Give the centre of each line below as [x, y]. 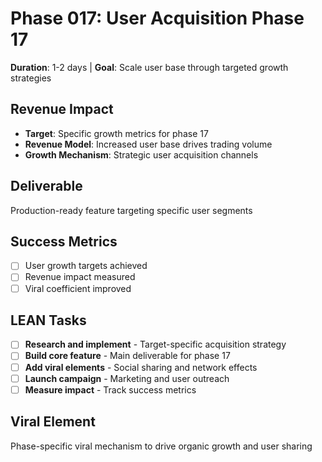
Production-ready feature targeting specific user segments [131, 210]
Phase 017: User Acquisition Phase [157, 18]
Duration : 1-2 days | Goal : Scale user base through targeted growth [149, 67]
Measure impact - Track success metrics [110, 389]
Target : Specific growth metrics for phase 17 [116, 133]
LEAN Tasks [48, 320]
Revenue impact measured [80, 277]
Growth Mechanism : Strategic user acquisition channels [141, 154]
